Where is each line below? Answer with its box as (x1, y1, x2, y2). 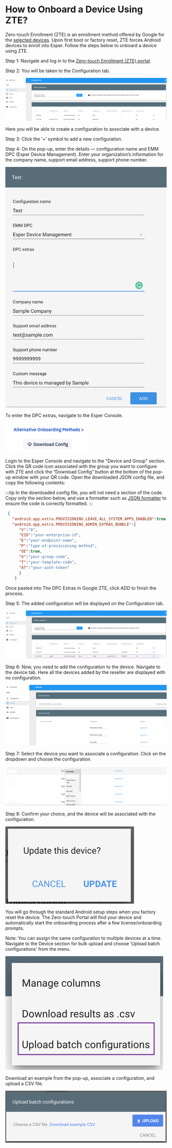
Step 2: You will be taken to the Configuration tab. (5, 68, 111, 74)
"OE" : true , (18, 549, 42, 554)
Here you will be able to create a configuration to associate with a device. (5, 126, 160, 132)
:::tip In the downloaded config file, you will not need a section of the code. (5, 489, 163, 496)
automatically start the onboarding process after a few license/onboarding (5, 920, 162, 926)
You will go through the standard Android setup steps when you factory (5, 909, 156, 915)
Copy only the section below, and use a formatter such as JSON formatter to (5, 495, 167, 501)
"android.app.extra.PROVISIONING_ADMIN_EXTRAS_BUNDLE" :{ (12, 522, 137, 527)
